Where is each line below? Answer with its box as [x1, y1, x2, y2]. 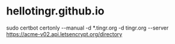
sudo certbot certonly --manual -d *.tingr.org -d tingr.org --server [6, 24, 169, 31]
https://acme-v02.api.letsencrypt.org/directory [6, 30, 123, 37]
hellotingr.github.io [6, 4, 105, 18]
